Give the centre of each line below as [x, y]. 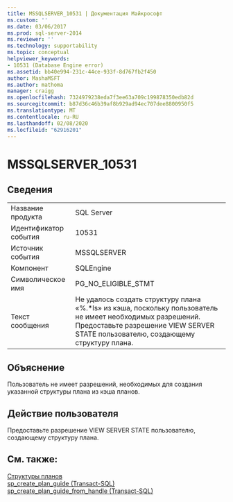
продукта [27, 217]
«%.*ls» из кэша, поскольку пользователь [147, 308]
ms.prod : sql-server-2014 [44, 33]
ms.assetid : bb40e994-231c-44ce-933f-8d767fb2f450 [82, 72]
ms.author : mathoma [35, 85]
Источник [27, 249]
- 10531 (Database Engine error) [55, 65]
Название [27, 208]
